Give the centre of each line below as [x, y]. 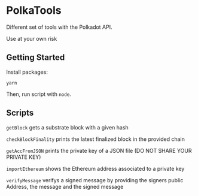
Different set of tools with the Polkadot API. [59, 27]
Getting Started [36, 58]
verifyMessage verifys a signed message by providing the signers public [95, 180]
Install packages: [27, 72]
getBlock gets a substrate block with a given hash [67, 127]
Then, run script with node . [39, 94]
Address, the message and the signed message [65, 186]
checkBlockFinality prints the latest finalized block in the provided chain [96, 139]
